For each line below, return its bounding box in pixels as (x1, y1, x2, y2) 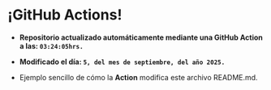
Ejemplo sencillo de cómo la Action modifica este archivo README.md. (19, 72, 258, 82)
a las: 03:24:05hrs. (19, 41, 84, 50)
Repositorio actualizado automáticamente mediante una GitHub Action (19, 32, 263, 42)
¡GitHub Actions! (7, 6, 123, 24)
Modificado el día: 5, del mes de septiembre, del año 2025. (19, 57, 226, 66)
